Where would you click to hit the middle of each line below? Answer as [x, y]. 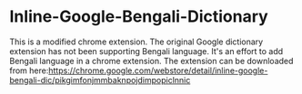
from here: [29, 70]
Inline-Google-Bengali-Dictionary [139, 17]
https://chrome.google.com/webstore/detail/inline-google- [158, 70]
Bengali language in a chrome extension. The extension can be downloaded [151, 61]
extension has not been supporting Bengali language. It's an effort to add [146, 51]
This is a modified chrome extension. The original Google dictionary [136, 42]
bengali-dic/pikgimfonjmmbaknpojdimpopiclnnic [100, 80]
